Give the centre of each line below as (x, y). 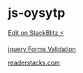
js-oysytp (37, 13)
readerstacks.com (34, 62)
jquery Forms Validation (42, 49)
